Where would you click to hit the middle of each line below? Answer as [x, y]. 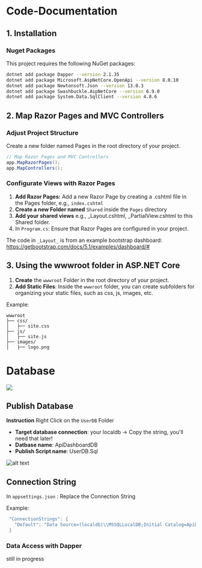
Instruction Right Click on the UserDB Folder [60, 421]
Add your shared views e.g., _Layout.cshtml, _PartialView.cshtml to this [104, 215]
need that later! [34, 439]
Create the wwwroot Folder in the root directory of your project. [92, 280]
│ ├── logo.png [28, 347]
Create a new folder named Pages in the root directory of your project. [93, 146]
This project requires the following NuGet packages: [71, 63]
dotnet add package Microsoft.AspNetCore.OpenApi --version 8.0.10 [93, 80]
